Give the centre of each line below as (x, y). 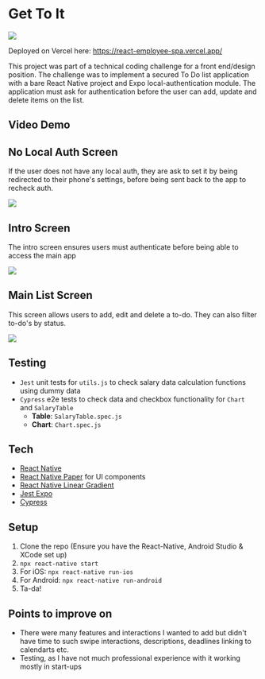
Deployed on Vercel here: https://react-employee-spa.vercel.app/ (115, 50)
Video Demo (39, 125)
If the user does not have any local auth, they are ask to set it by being (123, 171)
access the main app (42, 255)
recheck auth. (31, 188)
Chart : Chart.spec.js (66, 424)
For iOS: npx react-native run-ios (76, 572)
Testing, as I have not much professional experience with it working (130, 658)
